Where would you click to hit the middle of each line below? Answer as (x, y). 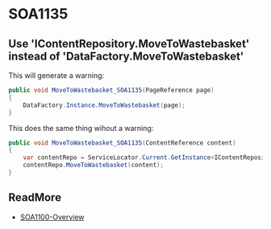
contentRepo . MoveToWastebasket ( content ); (93, 166)
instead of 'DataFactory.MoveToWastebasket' (126, 56)
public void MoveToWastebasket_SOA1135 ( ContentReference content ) (122, 143)
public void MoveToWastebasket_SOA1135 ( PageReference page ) (112, 90)
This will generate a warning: (56, 76)
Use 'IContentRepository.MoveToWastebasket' (129, 44)
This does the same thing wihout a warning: (81, 128)
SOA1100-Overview (52, 217)
